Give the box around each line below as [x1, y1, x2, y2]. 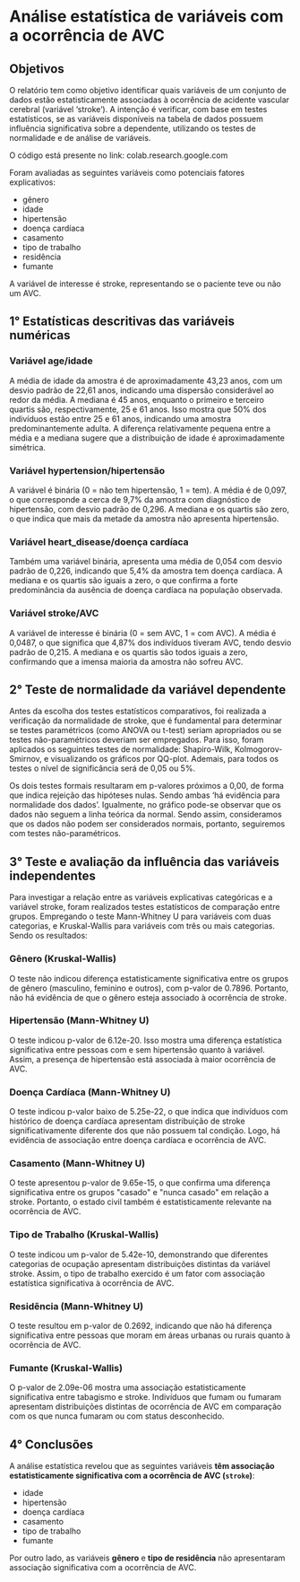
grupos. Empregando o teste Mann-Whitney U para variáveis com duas [9, 911, 271, 922]
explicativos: [9, 177, 56, 188]
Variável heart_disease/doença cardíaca [9, 536, 190, 548]
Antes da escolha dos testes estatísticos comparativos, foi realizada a [9, 706, 267, 717]
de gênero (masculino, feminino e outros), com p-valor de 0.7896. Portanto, [9, 983, 289, 993]
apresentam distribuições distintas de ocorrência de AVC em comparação [9, 1402, 282, 1412]
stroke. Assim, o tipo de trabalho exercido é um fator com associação [9, 1268, 266, 1279]
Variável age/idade [9, 354, 93, 367]
